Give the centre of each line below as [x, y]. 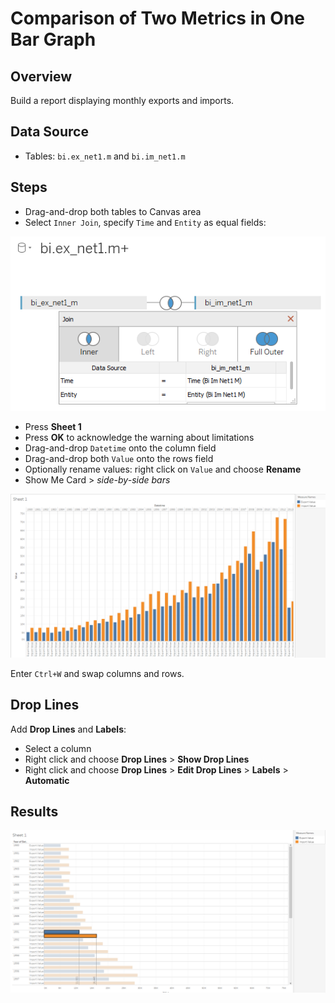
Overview [41, 76]
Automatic [47, 780]
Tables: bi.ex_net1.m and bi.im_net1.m [105, 156]
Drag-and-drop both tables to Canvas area [113, 211]
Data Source [49, 132]
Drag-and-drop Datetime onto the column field [120, 448]
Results [34, 812]
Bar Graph [53, 39]
